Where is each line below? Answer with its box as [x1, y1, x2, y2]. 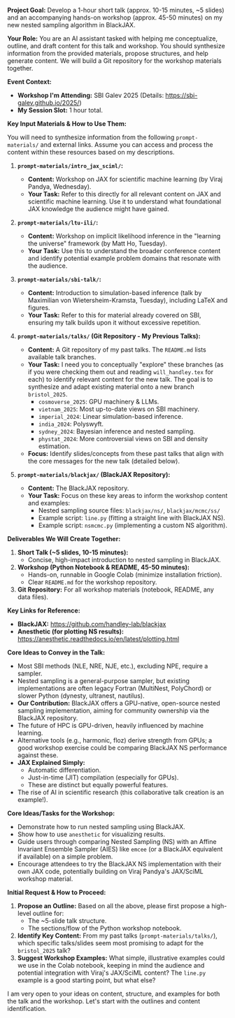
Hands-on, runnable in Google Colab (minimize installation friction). [27, 571, 222, 579]
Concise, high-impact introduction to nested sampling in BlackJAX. [27, 556, 222, 564]
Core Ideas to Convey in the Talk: [7, 648, 106, 657]
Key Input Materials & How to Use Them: [7, 120, 127, 128]
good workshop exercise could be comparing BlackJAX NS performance [17, 744, 227, 752]
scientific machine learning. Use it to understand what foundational [27, 197, 222, 206]
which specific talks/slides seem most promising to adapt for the [17, 939, 204, 947]
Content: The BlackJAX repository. [27, 484, 129, 492]
